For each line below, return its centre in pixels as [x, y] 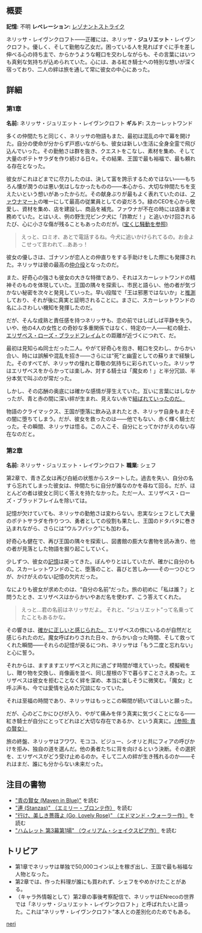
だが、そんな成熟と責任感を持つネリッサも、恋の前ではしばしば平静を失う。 [101, 320]
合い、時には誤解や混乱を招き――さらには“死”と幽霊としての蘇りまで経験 [98, 355]
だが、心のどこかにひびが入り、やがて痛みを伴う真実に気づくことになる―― [101, 713]
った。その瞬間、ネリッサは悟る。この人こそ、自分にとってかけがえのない [98, 426]
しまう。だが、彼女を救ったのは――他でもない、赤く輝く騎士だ [116, 419]
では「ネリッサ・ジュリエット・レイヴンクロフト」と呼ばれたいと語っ [102, 904]
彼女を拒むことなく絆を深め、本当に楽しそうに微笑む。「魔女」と [113, 680]
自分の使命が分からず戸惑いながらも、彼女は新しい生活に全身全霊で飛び [106, 143]
